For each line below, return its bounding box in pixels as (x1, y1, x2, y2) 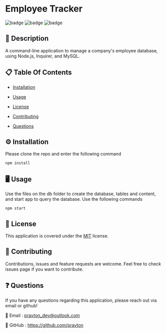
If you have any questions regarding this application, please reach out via (5, 297, 157, 303)
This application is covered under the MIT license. (5, 233, 109, 239)
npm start (5, 206, 26, 211)
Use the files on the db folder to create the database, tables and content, (5, 191, 156, 197)
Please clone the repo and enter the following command (5, 151, 122, 157)
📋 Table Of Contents (5, 68, 72, 77)
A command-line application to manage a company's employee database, (5, 47, 158, 53)
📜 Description (5, 34, 49, 43)
